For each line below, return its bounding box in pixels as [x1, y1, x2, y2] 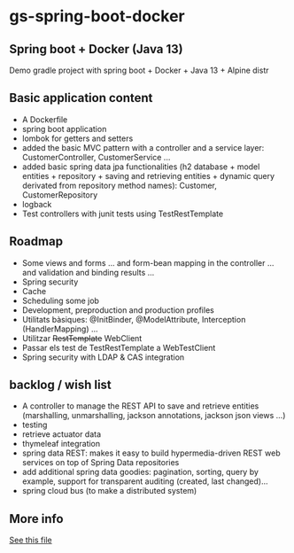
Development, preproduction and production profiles [21, 304, 214, 315]
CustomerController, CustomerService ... [21, 152, 171, 162]
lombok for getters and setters [21, 133, 134, 144]
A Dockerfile [21, 113, 68, 125]
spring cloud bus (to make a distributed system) [21, 486, 197, 496]
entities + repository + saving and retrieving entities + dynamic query [21, 170, 275, 181]
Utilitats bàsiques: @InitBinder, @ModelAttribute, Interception [21, 314, 246, 324]
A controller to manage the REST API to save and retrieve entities [21, 401, 259, 411]
